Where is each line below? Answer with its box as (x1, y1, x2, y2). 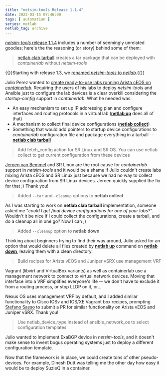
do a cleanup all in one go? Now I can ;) (5, 218, 86, 224)
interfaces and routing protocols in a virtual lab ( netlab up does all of (12, 111, 154, 117)
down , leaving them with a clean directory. (5, 248, 93, 254)
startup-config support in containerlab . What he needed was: (5, 96, 132, 102)
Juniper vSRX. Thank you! (5, 309, 59, 315)
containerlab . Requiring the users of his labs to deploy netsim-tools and (5, 85, 153, 91)
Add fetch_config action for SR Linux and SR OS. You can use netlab (17, 147, 158, 153)
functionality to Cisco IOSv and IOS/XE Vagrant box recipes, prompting (5, 299, 151, 305)
